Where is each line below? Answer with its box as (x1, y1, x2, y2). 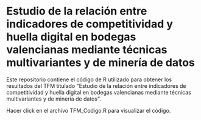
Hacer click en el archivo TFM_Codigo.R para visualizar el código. (6, 107, 171, 114)
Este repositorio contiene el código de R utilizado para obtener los (6, 76, 172, 83)
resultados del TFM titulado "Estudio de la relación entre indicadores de (6, 82, 186, 89)
